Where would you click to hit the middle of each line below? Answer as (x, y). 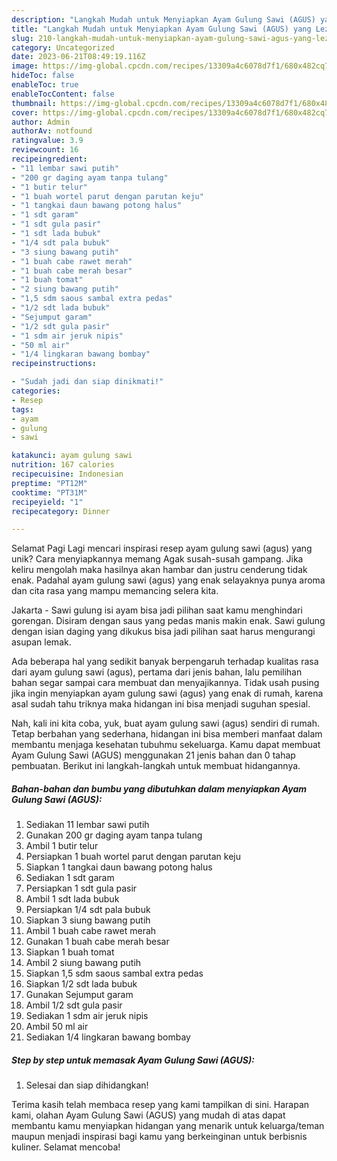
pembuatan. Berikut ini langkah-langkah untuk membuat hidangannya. (156, 766)
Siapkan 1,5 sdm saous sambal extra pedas (114, 973)
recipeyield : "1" (47, 502)
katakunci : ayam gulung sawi (72, 456)
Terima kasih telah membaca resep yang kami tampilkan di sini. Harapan (160, 1105)
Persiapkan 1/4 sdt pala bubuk (88, 910)
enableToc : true (45, 85)
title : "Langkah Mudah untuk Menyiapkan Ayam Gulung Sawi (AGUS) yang (161, 29)
